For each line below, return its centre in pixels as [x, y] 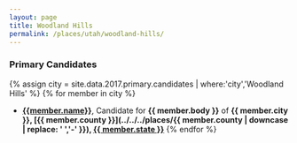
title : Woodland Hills [51, 26]
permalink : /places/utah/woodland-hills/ [87, 34]
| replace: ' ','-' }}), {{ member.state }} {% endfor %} [119, 129]
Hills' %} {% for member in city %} [72, 93]
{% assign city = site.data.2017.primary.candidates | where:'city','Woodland [146, 84]
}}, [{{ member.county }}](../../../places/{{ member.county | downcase [155, 119]
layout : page [33, 17]
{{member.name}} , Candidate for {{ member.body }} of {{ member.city [155, 110]
